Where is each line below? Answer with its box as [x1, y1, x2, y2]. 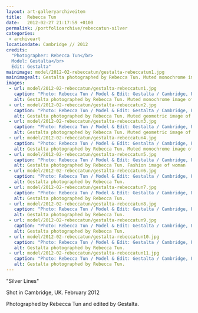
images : [6, 80, 25, 86]
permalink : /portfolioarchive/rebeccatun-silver [6, 25, 128, 31]
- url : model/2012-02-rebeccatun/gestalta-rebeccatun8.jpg [8, 201, 157, 207]
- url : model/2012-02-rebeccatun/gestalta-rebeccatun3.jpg [8, 119, 157, 125]
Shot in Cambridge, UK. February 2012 [6, 289, 100, 296]
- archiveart [8, 36, 41, 42]
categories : [6, 31, 35, 37]
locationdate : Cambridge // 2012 [6, 42, 88, 48]
